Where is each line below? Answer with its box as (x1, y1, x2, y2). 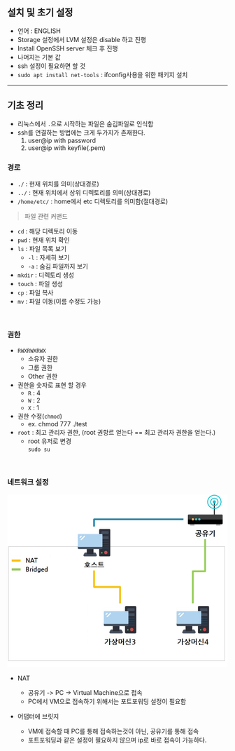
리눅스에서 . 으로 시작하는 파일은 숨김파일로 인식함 (17, 119, 154, 128)
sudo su (27, 446, 50, 454)
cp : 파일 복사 (17, 288, 54, 297)
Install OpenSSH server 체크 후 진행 (17, 44, 118, 53)
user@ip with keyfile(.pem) (27, 143, 106, 152)
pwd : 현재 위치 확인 (17, 236, 70, 244)
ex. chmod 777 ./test (27, 420, 87, 428)
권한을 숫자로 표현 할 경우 (17, 381, 87, 389)
